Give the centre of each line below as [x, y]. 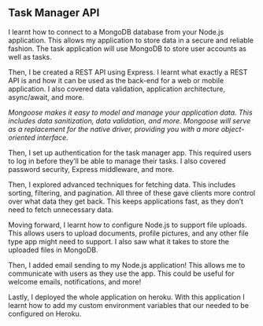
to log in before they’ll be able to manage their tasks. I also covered [117, 161]
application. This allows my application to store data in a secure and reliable [131, 40]
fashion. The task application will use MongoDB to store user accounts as [127, 48]
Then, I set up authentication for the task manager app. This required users [130, 152]
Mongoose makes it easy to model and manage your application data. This [131, 112]
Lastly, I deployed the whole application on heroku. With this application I [127, 297]
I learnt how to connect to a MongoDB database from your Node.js [116, 31]
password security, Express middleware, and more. [91, 169]
